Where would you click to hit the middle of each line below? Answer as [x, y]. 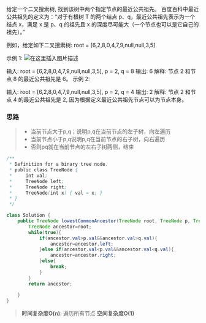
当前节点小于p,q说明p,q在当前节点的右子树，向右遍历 [98, 139]
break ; [59, 267]
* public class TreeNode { [44, 170]
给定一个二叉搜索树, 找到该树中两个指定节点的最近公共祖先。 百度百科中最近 [103, 9]
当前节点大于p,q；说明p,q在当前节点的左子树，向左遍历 [100, 131]
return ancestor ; [50, 284]
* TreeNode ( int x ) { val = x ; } [56, 193]
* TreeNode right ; [38, 187]
